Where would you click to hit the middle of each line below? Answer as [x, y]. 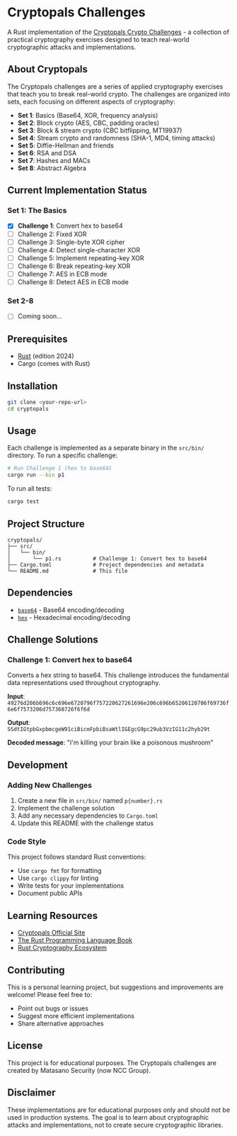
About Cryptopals [48, 69]
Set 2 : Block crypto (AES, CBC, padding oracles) [88, 123]
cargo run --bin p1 [36, 475]
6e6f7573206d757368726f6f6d [49, 710]
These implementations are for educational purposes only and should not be [119, 1110]
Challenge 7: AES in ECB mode [62, 274]
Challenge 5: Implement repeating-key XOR [81, 258]
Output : [19, 723]
